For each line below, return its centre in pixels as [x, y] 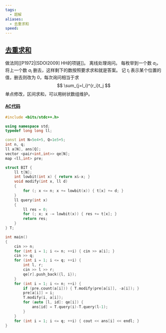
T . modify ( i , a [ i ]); [43, 298]
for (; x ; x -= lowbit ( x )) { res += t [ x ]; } [70, 214]
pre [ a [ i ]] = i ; [39, 293]
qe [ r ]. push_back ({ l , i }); [50, 274]
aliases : [14, 19]
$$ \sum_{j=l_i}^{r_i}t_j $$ [84, 85]
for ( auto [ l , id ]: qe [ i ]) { [53, 302]
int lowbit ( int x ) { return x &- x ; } [52, 177]
